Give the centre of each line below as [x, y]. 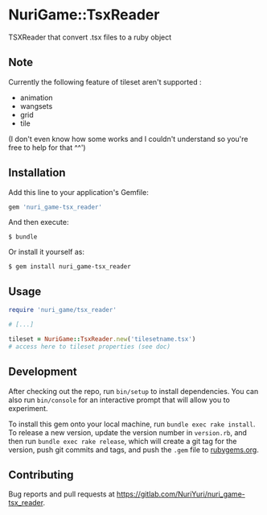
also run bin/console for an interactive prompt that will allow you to [119, 400]
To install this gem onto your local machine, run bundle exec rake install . [132, 424]
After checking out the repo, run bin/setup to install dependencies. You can [133, 391]
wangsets [36, 106]
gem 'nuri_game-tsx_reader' [55, 207]
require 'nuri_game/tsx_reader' [62, 310]
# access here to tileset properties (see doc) [90, 347]
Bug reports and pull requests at [62, 494]
